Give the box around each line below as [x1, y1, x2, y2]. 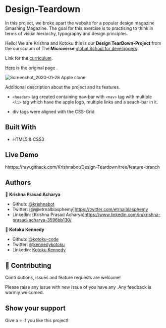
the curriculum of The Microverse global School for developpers [5, 45, 137, 51]
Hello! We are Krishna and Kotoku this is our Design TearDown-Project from [5, 40, 162, 46]
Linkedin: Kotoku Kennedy [12, 247, 66, 253]
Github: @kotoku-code [12, 236, 59, 242]
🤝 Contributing [5, 261, 52, 270]
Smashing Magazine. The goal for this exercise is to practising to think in [5, 25, 154, 31]
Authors [5, 178, 31, 187]
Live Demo [5, 151, 39, 159]
